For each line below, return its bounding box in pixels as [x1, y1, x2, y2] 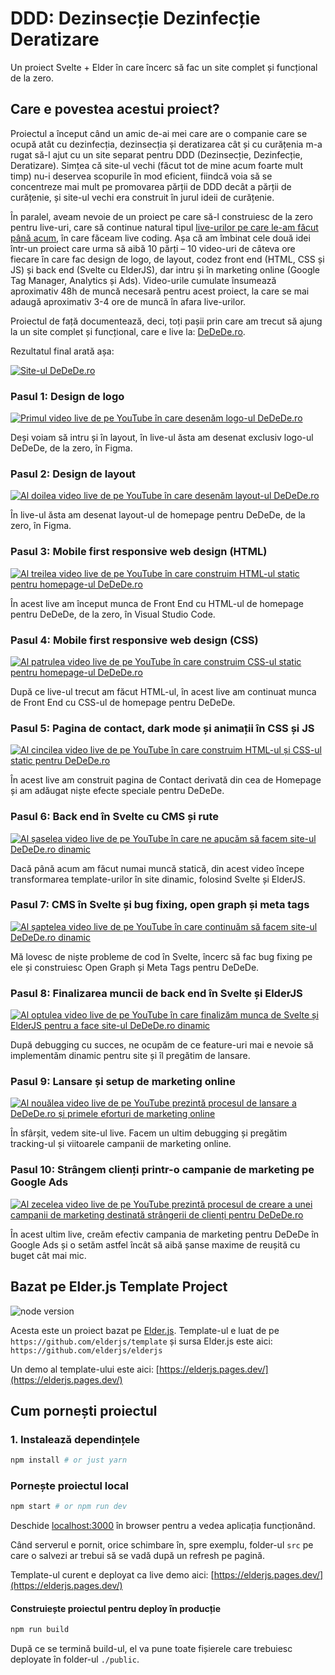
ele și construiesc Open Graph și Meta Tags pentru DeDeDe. [10, 961, 260, 973]
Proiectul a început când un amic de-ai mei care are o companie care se [10, 127, 308, 139]
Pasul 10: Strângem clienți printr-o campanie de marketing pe [10, 1163, 315, 1177]
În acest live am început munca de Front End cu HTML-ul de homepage [10, 597, 304, 609]
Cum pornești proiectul [10, 1402, 158, 1419]
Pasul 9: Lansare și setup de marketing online [10, 1075, 236, 1089]
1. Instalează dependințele [10, 1432, 140, 1446]
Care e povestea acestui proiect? [10, 101, 220, 118]
